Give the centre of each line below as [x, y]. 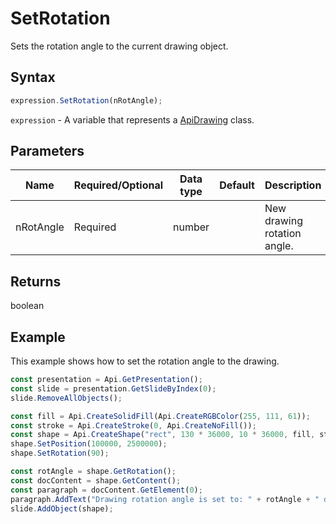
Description [293, 185]
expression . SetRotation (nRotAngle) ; [86, 100]
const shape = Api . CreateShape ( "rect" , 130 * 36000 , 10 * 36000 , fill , [163, 435]
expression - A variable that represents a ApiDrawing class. [132, 119]
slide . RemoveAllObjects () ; [66, 398]
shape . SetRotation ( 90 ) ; [60, 453]
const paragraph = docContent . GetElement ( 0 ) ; [106, 490]
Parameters [47, 151]
